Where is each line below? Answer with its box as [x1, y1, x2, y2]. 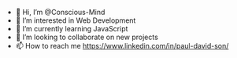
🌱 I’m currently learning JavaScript [15, 24, 128, 33]
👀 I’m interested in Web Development [15, 16, 136, 25]
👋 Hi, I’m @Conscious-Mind [15, 8, 106, 16]
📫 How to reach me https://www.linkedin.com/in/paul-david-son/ [15, 42, 229, 50]
